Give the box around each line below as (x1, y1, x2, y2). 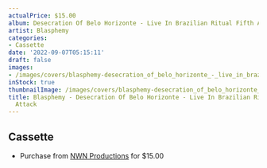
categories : (8, 33, 48, 42)
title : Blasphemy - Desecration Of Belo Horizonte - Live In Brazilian (8, 93, 250, 101)
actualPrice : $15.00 (8, 11, 77, 20)
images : (8, 64, 34, 72)
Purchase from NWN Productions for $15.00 (19, 150, 164, 160)
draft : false (8, 57, 52, 64)
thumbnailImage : (8, 85, 62, 94)
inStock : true (8, 78, 56, 86)
